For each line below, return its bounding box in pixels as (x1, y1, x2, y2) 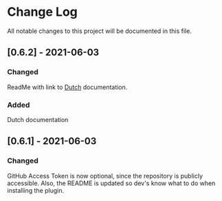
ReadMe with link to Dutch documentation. (7, 83, 128, 91)
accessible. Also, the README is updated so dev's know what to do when (7, 179, 216, 187)
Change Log (7, 4, 78, 20)
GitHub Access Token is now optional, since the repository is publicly (7, 172, 203, 180)
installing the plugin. (7, 186, 65, 194)
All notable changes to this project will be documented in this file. (7, 27, 192, 35)
